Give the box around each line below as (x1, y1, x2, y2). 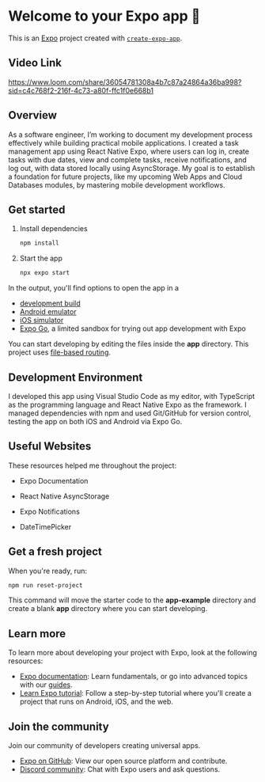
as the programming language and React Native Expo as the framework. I (8, 400, 247, 409)
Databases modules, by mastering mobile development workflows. (8, 180, 225, 189)
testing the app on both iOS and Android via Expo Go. (8, 416, 183, 426)
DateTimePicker (19, 522, 72, 531)
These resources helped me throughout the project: (8, 461, 176, 470)
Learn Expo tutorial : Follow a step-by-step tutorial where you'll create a (19, 689, 252, 698)
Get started (8, 203, 66, 216)
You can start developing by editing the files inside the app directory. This (8, 340, 249, 349)
